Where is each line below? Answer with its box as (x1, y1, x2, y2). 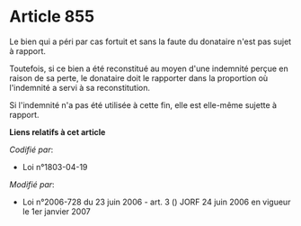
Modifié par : (9, 178, 56, 190)
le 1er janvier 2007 (22, 205, 92, 217)
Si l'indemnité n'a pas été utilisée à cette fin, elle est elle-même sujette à (9, 99, 277, 110)
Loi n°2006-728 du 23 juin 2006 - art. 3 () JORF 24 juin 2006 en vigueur (22, 196, 291, 207)
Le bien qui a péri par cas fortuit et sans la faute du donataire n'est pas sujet (9, 36, 292, 47)
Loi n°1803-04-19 (22, 161, 88, 172)
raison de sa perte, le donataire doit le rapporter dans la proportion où (9, 72, 269, 83)
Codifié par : (9, 144, 54, 155)
